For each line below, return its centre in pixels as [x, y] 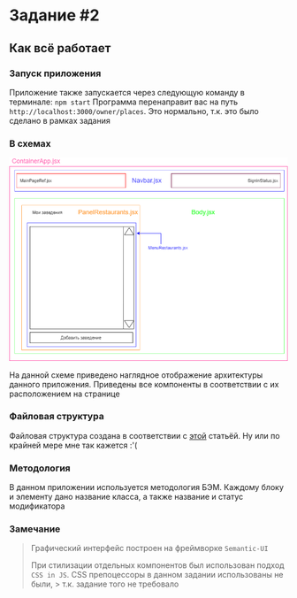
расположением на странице [65, 394]
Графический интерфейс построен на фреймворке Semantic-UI [149, 548]
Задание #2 [54, 15]
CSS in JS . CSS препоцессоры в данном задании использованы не [157, 575]
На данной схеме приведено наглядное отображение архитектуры [136, 375]
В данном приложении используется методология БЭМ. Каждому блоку [147, 487]
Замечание [35, 529]
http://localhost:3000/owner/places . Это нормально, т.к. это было [134, 111]
